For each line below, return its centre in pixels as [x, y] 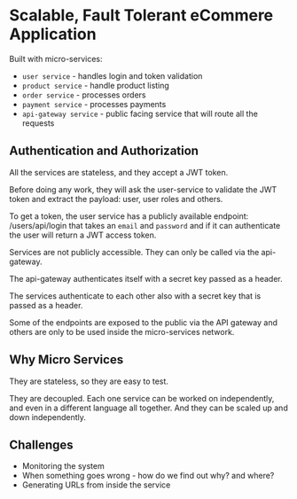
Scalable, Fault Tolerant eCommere [141, 16]
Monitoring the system [63, 466]
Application [53, 34]
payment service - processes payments [94, 104]
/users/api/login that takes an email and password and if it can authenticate [145, 225]
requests [38, 123]
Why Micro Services [66, 360]
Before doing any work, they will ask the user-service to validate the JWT [143, 189]
